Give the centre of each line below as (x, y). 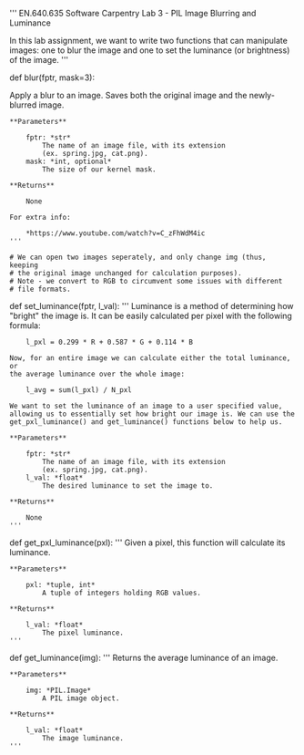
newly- (262, 95)
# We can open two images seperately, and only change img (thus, (138, 257)
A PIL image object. (81, 698)
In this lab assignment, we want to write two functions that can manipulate (149, 41)
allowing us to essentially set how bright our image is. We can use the (152, 414)
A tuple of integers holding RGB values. (122, 593)
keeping (24, 265)
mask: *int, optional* (69, 161)
